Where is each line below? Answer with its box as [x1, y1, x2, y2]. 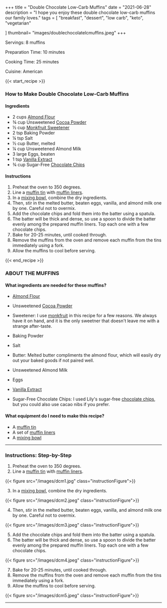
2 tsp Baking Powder [12, 130, 55, 136]
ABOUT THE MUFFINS [5, 270, 60, 277]
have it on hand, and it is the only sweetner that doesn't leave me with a [12, 318, 160, 324]
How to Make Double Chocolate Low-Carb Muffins [5, 90, 129, 97]
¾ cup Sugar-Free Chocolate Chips [12, 162, 85, 168]
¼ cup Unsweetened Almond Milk [12, 146, 82, 152]
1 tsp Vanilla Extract [12, 157, 53, 163]
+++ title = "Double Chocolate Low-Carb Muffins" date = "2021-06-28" [5, 4, 152, 10]
